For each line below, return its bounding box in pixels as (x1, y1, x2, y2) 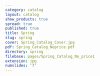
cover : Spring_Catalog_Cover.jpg (5, 40, 75, 45)
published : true (5, 26, 39, 31)
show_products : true (5, 16, 48, 21)
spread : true (5, 21, 32, 26)
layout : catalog (5, 12, 39, 17)
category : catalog (5, 7, 43, 12)
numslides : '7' (5, 63, 37, 68)
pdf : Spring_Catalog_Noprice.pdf (5, 44, 75, 49)
